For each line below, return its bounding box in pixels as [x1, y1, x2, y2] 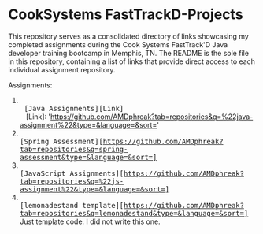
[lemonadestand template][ [19, 201, 124, 210]
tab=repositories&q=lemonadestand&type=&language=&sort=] [19, 209, 249, 217]
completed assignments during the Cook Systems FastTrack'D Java [8, 39, 228, 49]
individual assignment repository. [8, 65, 116, 74]
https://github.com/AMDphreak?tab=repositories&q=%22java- [50, 112, 254, 121]
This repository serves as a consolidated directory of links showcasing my [8, 32, 250, 41]
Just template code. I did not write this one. [19, 217, 161, 226]
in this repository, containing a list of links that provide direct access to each [8, 57, 256, 66]
